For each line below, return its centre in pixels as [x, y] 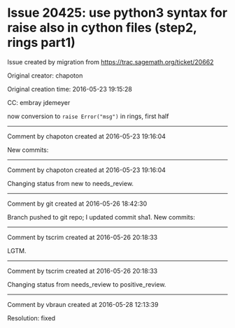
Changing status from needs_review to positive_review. [87, 284]
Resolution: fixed [31, 318]
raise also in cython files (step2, [102, 28]
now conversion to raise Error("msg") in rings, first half [88, 116]
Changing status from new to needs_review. [71, 183]
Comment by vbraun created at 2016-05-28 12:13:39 [83, 304]
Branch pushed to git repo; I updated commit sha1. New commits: [101, 217]
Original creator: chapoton [45, 76]
